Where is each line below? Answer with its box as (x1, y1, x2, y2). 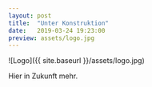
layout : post (8, 11, 52, 20)
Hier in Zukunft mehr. (8, 71, 78, 81)
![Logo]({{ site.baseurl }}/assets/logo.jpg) (8, 56, 146, 65)
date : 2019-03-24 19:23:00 (8, 26, 106, 34)
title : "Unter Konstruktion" (8, 19, 110, 27)
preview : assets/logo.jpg (8, 34, 94, 42)
